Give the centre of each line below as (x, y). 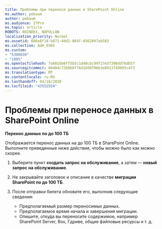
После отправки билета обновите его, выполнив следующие (75, 192)
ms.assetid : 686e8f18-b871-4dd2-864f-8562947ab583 (57, 41)
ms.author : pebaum (23, 14)
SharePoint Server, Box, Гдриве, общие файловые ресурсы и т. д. (86, 222)
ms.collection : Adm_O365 (30, 46)
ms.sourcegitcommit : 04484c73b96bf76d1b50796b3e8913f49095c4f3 (70, 68)
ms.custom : (16, 50)
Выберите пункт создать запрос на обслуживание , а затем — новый (84, 163)
